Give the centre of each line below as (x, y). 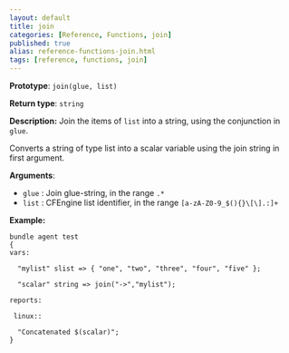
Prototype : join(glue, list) (63, 86)
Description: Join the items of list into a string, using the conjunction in (145, 121)
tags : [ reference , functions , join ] (78, 60)
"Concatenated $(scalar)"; (68, 332)
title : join (32, 26)
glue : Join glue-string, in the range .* (93, 193)
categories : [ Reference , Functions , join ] (91, 34)
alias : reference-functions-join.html (82, 52)
